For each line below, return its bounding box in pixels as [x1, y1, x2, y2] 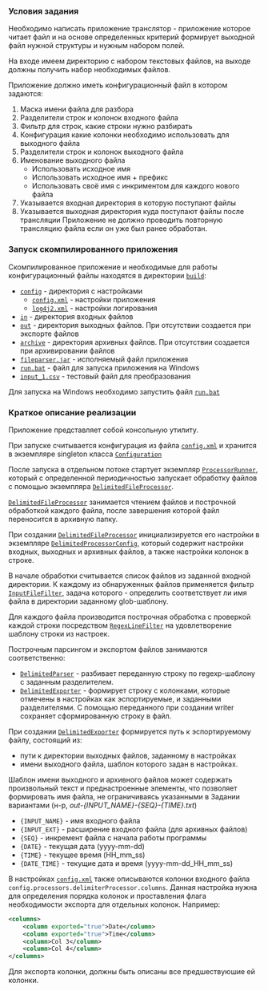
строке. [8, 555, 34, 564]
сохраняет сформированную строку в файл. [19, 711, 172, 721]
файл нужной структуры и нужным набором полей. [8, 41, 186, 51]
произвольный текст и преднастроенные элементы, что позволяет [8, 783, 238, 793]
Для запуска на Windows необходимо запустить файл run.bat [8, 386, 220, 396]
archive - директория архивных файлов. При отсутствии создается [19, 337, 250, 346]
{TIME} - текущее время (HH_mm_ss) [19, 850, 146, 860]
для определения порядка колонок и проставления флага [8, 891, 206, 900]
